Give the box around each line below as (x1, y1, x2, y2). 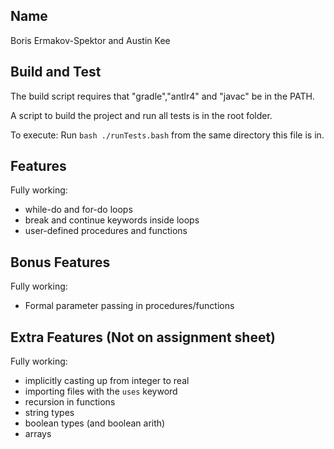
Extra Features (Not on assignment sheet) (10, 329, 277, 346)
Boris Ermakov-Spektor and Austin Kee (10, 34, 171, 46)
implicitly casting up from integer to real (24, 375, 190, 387)
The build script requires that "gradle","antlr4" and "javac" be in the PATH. (10, 90, 315, 102)
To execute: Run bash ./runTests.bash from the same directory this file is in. (10, 129, 325, 141)
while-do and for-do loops (24, 204, 133, 216)
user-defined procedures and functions (24, 225, 188, 237)
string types (24, 407, 75, 419)
